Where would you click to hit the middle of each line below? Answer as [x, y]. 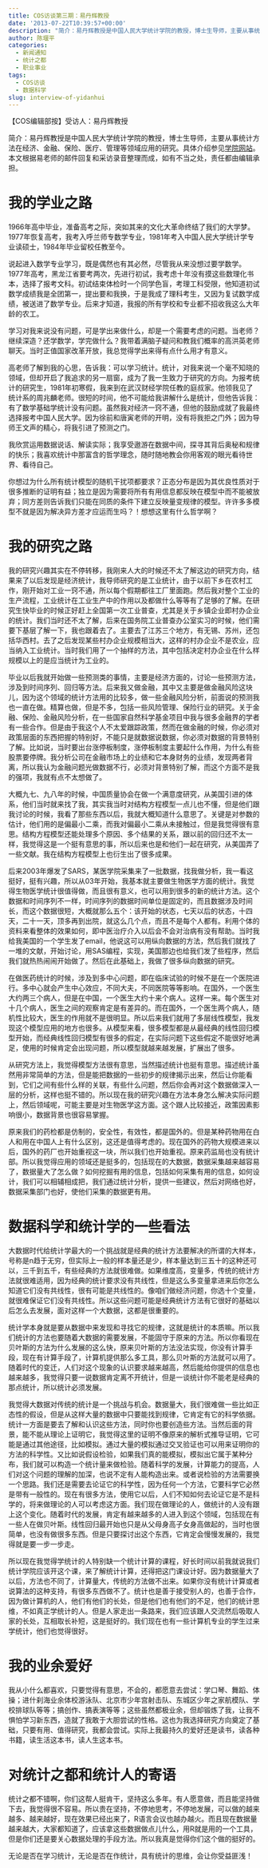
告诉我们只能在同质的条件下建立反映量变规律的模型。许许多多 [151, 502]
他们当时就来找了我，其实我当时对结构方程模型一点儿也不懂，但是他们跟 [141, 805]
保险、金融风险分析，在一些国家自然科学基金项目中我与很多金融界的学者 [141, 717]
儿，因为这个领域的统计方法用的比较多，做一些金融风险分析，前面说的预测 [130, 698]
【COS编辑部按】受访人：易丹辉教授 [68, 121]
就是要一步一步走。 [46, 1544]
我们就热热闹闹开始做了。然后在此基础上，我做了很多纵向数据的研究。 [124, 961]
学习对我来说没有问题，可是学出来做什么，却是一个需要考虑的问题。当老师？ [134, 331]
